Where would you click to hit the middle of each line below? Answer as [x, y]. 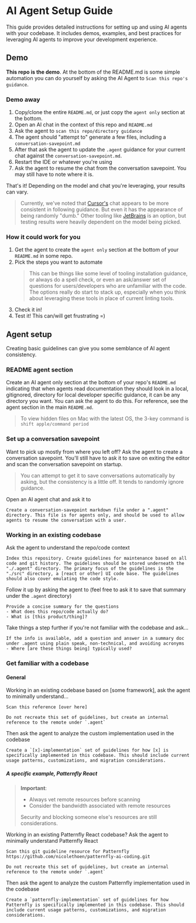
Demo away [23, 99]
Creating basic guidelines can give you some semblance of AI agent [88, 349]
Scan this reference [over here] [47, 707]
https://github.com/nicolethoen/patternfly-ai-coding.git [78, 857]
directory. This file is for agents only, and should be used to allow [95, 515]
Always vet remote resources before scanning [85, 800]
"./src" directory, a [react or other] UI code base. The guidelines [93, 574]
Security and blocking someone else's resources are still [88, 817]
